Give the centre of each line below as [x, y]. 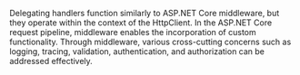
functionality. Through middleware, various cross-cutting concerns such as [150, 42]
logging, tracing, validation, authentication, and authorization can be [137, 52]
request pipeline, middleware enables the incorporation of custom [133, 32]
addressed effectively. [51, 61]
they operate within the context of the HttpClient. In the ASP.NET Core [141, 23]
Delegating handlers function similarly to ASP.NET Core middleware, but [145, 13]
